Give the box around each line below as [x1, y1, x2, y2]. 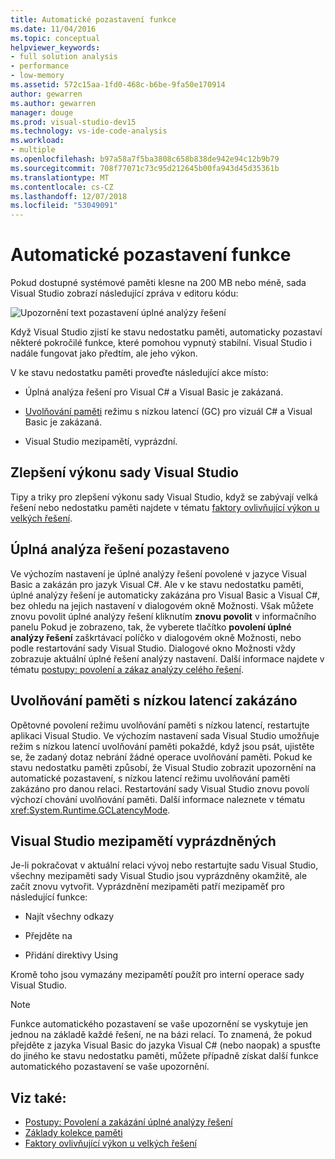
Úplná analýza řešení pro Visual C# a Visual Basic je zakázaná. [24, 386, 284, 398]
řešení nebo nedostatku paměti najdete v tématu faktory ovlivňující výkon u [10, 501, 320, 513]
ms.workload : [10, 136, 65, 146]
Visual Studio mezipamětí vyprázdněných [10, 832, 277, 850]
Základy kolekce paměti [24, 1127, 123, 1139]
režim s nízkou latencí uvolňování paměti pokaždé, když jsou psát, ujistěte [10, 740, 315, 752]
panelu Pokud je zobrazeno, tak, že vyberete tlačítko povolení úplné [10, 621, 292, 633]
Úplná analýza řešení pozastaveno [10, 541, 230, 558]
